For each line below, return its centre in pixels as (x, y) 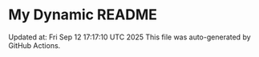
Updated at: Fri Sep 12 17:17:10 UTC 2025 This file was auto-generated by (129, 37)
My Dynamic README (83, 15)
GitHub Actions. (34, 45)
